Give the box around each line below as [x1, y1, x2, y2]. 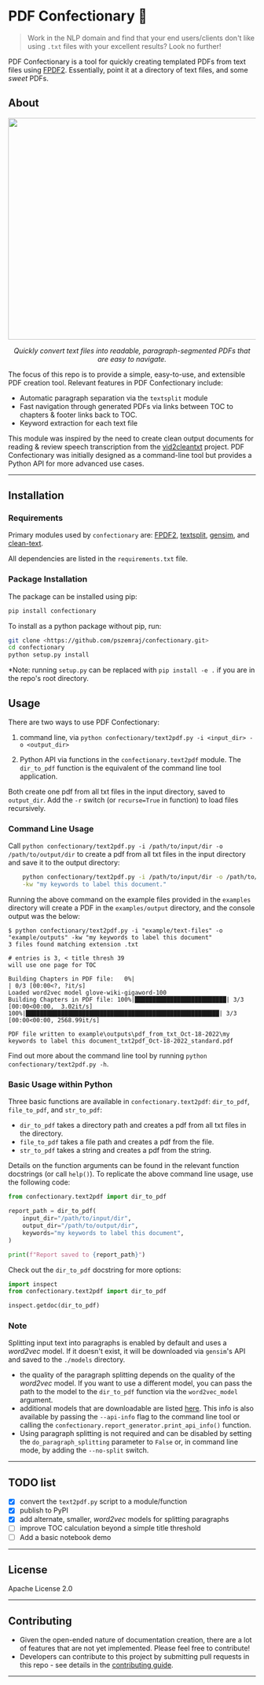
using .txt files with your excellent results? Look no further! [27, 41, 222, 50]
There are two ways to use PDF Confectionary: [8, 717, 159, 727]
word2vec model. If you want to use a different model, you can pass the [19, 1378, 253, 1388]
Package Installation [8, 574, 88, 585]
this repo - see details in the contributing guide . [19, 1661, 174, 1670]
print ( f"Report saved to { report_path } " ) [8, 1251, 146, 1259]
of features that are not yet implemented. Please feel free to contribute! [19, 1643, 251, 1653]
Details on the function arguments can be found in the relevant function [8, 1161, 240, 1170]
